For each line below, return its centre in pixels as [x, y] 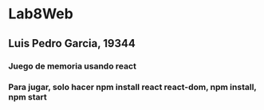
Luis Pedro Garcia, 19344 [72, 43]
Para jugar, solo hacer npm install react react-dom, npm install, [132, 87]
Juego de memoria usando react [73, 66]
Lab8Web [41, 14]
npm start [28, 97]
